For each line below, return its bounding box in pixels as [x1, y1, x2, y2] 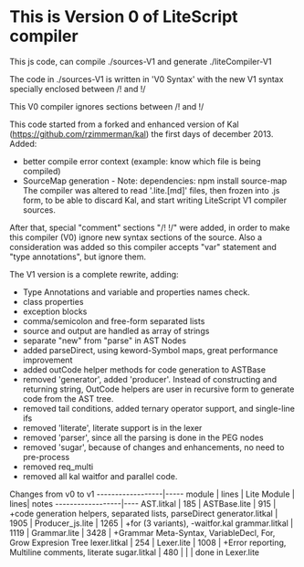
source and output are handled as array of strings [22, 325, 210, 336]
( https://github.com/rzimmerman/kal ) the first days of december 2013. [9, 128, 274, 139]
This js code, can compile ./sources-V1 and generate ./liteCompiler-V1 [9, 56, 272, 67]
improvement [22, 354, 73, 365]
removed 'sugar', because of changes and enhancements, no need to [22, 441, 285, 453]
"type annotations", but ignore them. [9, 251, 147, 262]
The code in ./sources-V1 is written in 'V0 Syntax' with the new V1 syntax [9, 73, 284, 84]
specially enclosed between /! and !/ [9, 83, 146, 94]
